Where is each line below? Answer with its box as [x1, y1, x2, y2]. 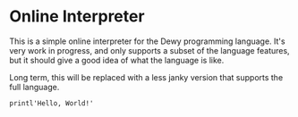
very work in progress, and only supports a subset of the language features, [9, 45, 290, 55]
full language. [9, 81, 60, 92]
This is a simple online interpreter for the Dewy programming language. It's [9, 36, 285, 46]
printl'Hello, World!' [9, 98, 94, 108]
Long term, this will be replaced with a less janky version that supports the [9, 71, 284, 82]
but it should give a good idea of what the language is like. [9, 54, 225, 65]
